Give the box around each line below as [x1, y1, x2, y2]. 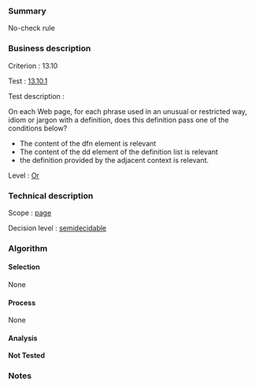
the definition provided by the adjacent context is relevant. [19, 155, 209, 164]
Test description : [8, 91, 65, 101]
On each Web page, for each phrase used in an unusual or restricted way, [8, 106, 248, 116]
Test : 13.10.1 [8, 76, 48, 86]
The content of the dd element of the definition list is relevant [19, 147, 219, 157]
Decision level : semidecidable [8, 223, 107, 233]
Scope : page [8, 208, 52, 217]
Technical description [8, 190, 94, 201]
